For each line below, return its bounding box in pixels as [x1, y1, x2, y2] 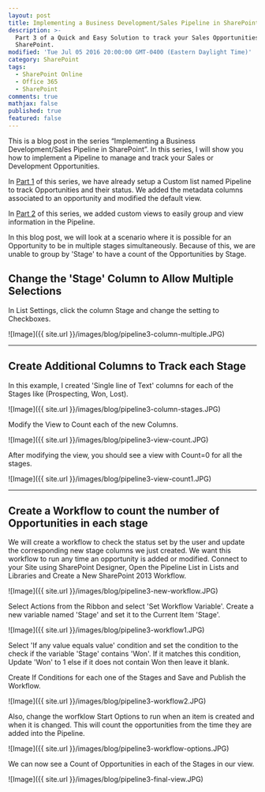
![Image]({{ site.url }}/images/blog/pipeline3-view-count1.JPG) [8, 473, 211, 483]
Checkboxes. [8, 314, 51, 323]
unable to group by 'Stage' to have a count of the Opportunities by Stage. [8, 249, 247, 258]
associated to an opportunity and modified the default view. [8, 193, 202, 202]
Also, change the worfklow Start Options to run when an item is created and [8, 712, 255, 722]
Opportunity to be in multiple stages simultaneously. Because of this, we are [8, 240, 256, 250]
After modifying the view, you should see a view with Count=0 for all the [8, 450, 243, 459]
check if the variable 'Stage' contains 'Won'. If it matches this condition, [8, 649, 241, 658]
